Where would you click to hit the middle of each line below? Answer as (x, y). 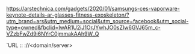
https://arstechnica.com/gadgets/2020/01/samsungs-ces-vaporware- (93, 9)
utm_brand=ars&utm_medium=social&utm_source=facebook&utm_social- (97, 21)
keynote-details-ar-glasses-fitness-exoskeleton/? (68, 15)
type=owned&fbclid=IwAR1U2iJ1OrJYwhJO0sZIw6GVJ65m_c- (83, 27)
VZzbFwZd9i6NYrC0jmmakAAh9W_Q (53, 34)
